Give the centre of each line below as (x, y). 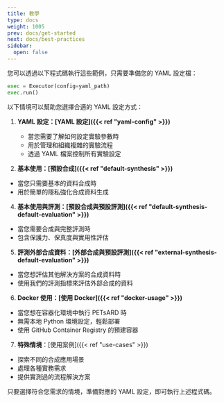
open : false (31, 53)
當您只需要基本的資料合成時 (57, 183)
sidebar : (20, 46)
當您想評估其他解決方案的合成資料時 (69, 274)
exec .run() (23, 92)
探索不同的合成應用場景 (51, 359)
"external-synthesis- (186, 252)
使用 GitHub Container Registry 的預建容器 (78, 330)
